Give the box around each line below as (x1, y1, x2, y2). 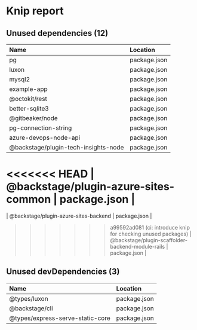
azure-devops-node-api (9, 133, 81, 142)
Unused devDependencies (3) (6, 267, 121, 277)
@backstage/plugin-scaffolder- (110, 236, 188, 243)
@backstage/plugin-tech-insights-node (9, 143, 124, 151)
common (6, 192, 51, 206)
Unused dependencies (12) (6, 28, 109, 38)
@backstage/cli (9, 304, 53, 312)
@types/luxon (9, 294, 49, 302)
